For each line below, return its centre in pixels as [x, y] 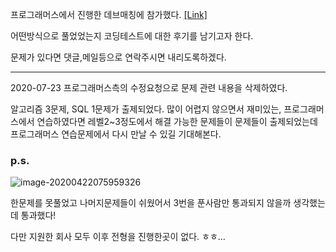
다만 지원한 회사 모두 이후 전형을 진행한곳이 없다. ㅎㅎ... [118, 237]
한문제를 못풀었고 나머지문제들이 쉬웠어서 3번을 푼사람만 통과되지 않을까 [151, 203]
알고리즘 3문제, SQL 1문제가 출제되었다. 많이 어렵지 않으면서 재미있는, [146, 109]
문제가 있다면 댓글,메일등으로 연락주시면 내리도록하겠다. [118, 57]
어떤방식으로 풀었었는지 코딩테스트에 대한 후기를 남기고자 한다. [132, 36]
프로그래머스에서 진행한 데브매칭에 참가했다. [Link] [109, 14]
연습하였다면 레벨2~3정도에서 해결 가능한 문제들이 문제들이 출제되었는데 [177, 121]
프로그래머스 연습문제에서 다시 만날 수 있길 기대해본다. [116, 134]
